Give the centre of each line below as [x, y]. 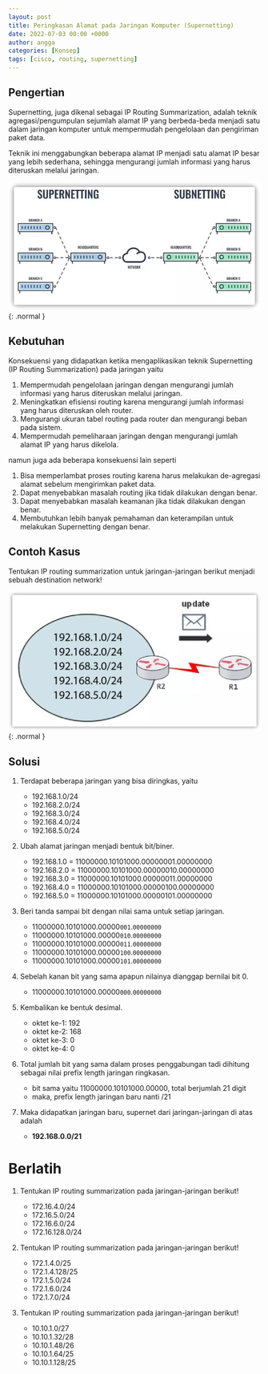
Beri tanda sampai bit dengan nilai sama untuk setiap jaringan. [122, 911]
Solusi [24, 762]
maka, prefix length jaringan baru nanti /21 [101, 1096]
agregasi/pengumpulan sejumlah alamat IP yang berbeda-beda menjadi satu [134, 120]
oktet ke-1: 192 [56, 1023]
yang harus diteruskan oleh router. [76, 410]
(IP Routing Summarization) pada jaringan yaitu [86, 369]
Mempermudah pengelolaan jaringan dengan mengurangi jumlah [127, 384]
